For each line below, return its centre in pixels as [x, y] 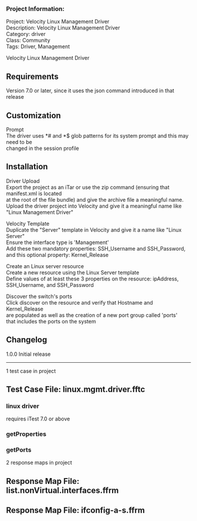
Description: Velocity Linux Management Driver [63, 28]
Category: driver [26, 34]
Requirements [32, 76]
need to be [19, 142]
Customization [34, 116]
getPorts [19, 450]
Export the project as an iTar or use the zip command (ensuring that [88, 187]
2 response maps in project [39, 463]
